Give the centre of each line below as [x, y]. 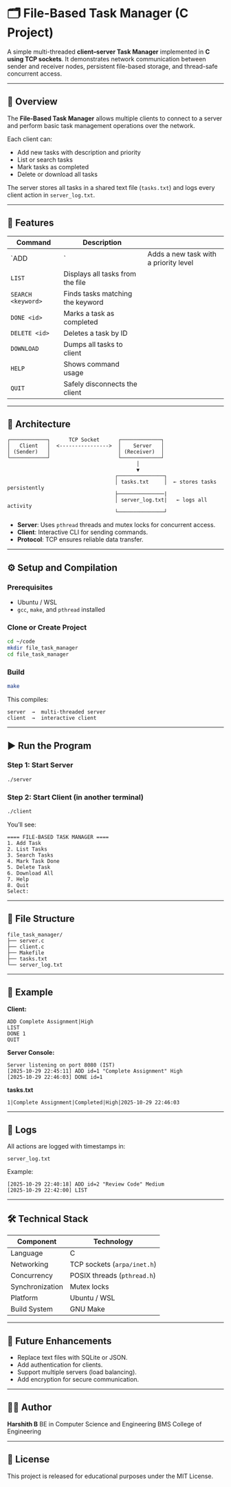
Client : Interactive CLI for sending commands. [82, 532]
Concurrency [32, 1276]
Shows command [92, 364]
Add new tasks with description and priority [79, 152]
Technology [113, 1241]
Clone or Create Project [47, 627]
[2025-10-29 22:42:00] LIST [47, 1190]
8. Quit [18, 885]
